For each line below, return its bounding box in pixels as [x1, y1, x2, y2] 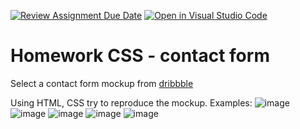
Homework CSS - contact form [10, 45, 270, 67]
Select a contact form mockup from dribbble [10, 77, 194, 89]
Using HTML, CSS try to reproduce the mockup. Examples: [10, 96, 253, 109]
